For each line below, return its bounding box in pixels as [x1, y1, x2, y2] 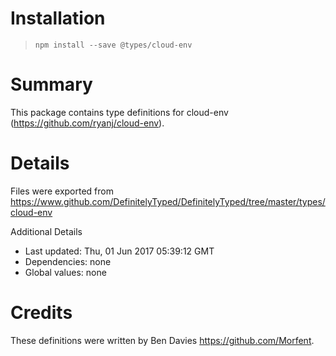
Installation [10, 7, 106, 30]
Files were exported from [10, 185, 114, 197]
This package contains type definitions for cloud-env [10, 106, 229, 118]
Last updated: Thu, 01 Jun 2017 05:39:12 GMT [24, 245, 215, 257]
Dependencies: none [24, 255, 112, 267]
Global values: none [24, 266, 107, 278]
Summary [10, 73, 93, 96]
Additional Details [10, 225, 83, 237]
